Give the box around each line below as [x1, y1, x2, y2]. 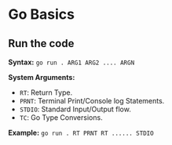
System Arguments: [8, 73, 75, 82]
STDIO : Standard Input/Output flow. [19, 104, 131, 114]
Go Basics [8, 5, 75, 24]
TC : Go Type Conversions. [19, 113, 104, 122]
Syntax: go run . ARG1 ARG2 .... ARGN [8, 57, 135, 67]
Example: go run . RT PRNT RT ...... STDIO [8, 128, 155, 137]
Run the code [8, 37, 75, 50]
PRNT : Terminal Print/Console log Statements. [19, 96, 165, 105]
